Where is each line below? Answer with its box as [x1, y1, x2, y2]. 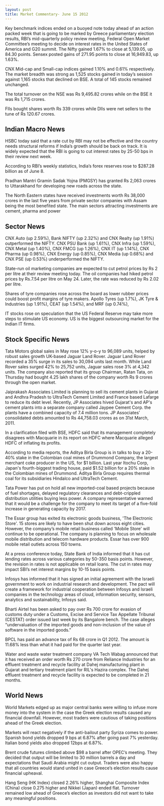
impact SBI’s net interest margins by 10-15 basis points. [5, 566, 116, 572]
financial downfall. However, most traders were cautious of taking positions [5, 714, 157, 720]
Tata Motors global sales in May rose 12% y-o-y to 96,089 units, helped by [5, 348, 155, 354]
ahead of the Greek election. [5, 720, 62, 726]
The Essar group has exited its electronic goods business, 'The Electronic [5, 515, 153, 521]
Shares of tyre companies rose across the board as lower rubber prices [5, 291, 149, 297]
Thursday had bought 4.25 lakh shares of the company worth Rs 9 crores [5, 374, 153, 380]
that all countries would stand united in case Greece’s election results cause [5, 765, 158, 771]
